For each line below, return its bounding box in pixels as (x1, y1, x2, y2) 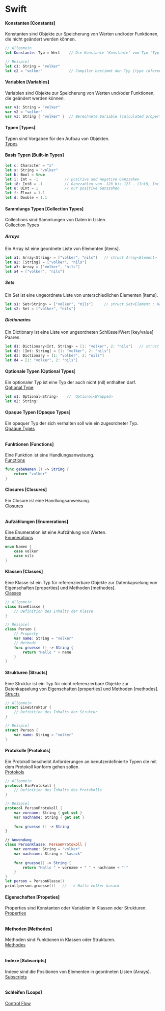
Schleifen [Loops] (5, 989, 42, 995)
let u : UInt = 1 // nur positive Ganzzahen (5, 186, 120, 191)
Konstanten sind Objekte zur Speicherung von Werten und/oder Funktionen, (5, 31, 159, 37)
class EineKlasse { (5, 604, 45, 609)
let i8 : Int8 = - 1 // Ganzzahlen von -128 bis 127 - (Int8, (5, 181, 151, 186)
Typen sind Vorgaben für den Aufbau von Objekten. (5, 136, 110, 141)
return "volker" (14, 472, 48, 477)
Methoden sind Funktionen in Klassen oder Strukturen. (5, 937, 115, 942)
